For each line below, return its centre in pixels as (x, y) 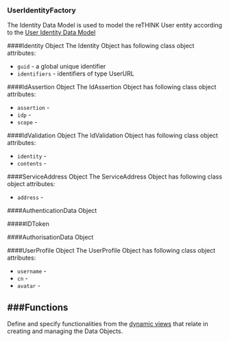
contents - (32, 163)
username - (32, 271)
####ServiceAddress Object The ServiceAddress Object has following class (115, 176)
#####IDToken (28, 224)
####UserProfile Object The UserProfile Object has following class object (111, 251)
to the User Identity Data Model (51, 32)
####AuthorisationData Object (50, 237)
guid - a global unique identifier (61, 67)
